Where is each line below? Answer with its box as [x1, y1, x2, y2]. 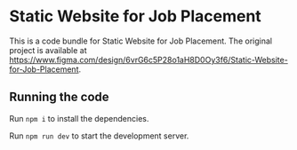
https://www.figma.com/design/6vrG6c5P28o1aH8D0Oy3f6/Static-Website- [9, 54, 289, 65]
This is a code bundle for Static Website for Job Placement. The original [9, 36, 273, 46]
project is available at [9, 44, 87, 55]
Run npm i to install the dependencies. [9, 113, 149, 123]
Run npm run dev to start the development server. [9, 130, 189, 141]
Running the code [9, 90, 109, 105]
